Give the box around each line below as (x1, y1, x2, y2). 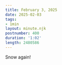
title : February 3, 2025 (5, 7, 57, 13)
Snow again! (5, 54, 31, 60)
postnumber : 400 (5, 31, 39, 36)
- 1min (5, 21, 19, 27)
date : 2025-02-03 (5, 12, 42, 17)
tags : (5, 17, 17, 22)
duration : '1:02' (5, 36, 42, 41)
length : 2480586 (5, 40, 39, 45)
